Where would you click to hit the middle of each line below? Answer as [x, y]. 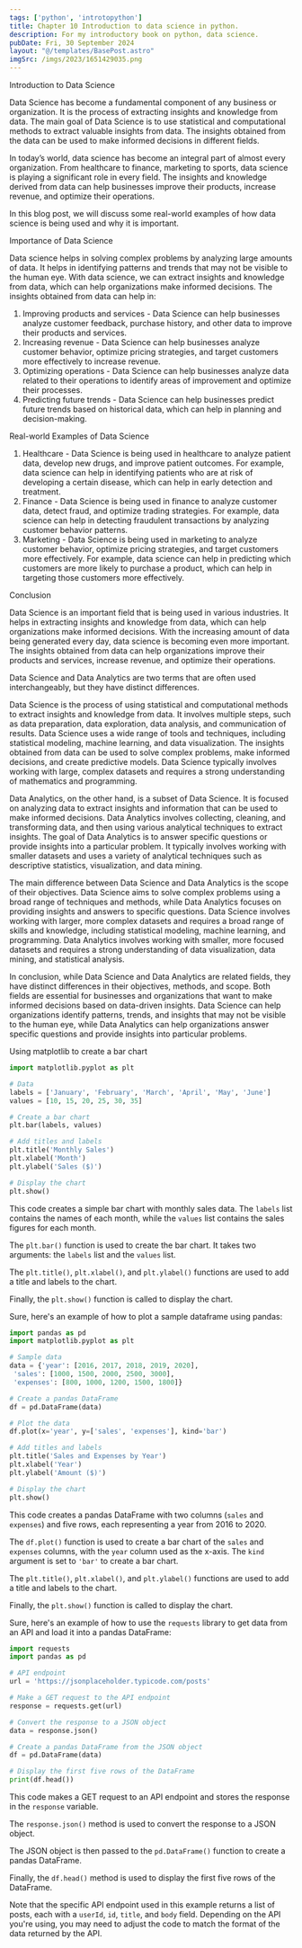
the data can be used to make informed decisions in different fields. [134, 141]
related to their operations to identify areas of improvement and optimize [157, 380]
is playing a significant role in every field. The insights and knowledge [138, 177]
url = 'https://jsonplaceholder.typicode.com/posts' [110, 1682]
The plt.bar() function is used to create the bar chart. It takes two [133, 1245]
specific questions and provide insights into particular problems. [128, 1034]
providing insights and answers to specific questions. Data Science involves [150, 912]
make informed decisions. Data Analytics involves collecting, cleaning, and [147, 818]
